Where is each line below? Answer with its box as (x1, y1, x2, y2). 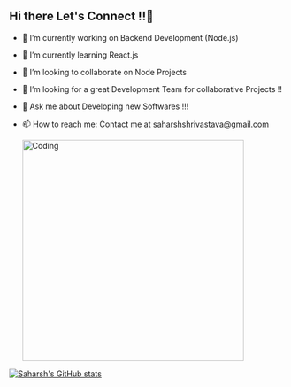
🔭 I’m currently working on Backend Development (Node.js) (21, 32, 239, 43)
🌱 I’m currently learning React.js (21, 50, 139, 60)
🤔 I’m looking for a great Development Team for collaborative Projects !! (21, 83, 283, 94)
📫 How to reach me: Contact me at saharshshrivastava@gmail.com (21, 119, 270, 129)
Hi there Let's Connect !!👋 (9, 9, 155, 24)
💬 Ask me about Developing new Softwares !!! (21, 101, 189, 112)
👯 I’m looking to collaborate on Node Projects (21, 66, 188, 77)
